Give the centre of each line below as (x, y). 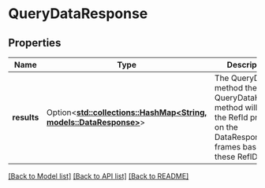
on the (226, 127)
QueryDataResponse (78, 14)
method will (236, 107)
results (26, 117)
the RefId (231, 117)
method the (236, 88)
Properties (35, 43)
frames (228, 147)
